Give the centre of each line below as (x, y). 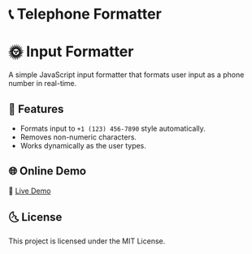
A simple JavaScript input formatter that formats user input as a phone (126, 75)
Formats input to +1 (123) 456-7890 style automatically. (113, 128)
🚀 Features (36, 109)
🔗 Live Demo (30, 191)
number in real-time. (43, 84)
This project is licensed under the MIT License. (87, 241)
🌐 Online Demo (48, 171)
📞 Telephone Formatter (85, 14)
